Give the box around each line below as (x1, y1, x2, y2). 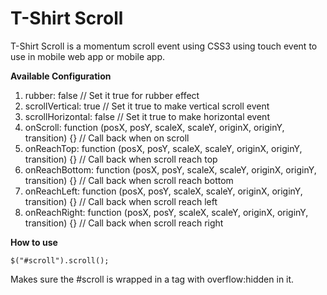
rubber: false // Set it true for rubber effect (24, 89, 200, 101)
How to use (10, 236, 58, 248)
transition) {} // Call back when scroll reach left (24, 195, 218, 207)
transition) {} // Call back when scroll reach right (24, 217, 224, 229)
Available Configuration (10, 70, 112, 82)
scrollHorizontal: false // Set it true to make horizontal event (24, 110, 270, 122)
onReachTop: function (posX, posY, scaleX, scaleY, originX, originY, (24, 142, 303, 154)
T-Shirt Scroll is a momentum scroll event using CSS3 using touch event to (10, 40, 318, 52)
